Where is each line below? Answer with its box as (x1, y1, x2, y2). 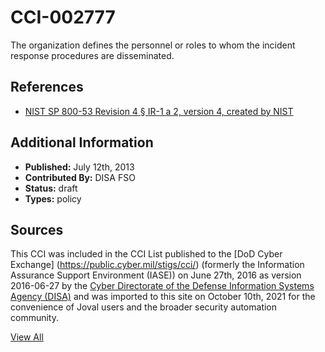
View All (10, 331, 44, 343)
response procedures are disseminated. (10, 49, 175, 61)
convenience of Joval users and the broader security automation (10, 301, 278, 313)
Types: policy (24, 192, 82, 205)
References (10, 79, 84, 96)
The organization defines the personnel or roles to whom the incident (10, 39, 296, 51)
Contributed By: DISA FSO (24, 171, 136, 183)
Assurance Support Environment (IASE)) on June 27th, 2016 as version (10, 269, 302, 281)
